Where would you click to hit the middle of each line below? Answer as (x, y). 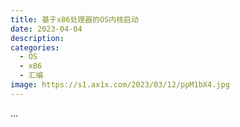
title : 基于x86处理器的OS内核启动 (74, 19)
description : (37, 38)
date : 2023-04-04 (46, 29)
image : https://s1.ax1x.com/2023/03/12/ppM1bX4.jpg (120, 85)
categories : (35, 47)
